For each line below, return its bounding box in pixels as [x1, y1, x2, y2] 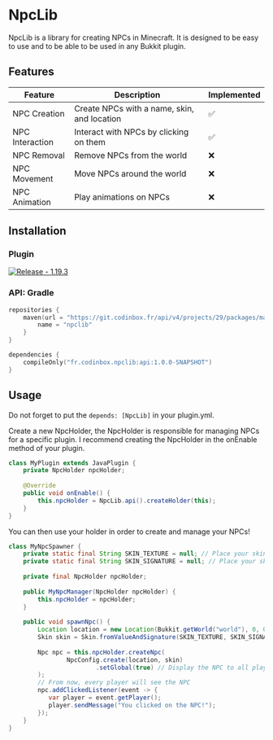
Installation [8, 224, 67, 238]
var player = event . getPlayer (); [48, 694, 162, 702]
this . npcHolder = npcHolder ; [37, 595, 136, 603]
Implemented [208, 89, 261, 100]
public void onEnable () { [23, 489, 111, 497]
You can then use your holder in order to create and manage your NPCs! [8, 527, 250, 536]
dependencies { [8, 351, 60, 359]
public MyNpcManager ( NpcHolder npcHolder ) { [23, 588, 176, 596]
